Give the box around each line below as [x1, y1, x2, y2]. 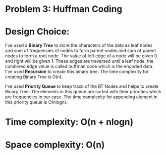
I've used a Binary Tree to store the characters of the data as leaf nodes [5, 42, 153, 48]
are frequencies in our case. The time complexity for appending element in [5, 94, 158, 100]
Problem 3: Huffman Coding [5, 3, 122, 15]
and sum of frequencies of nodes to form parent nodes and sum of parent [5, 48, 156, 54]
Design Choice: [5, 26, 70, 38]
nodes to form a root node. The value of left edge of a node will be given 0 [5, 53, 158, 59]
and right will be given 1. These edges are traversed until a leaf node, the [5, 58, 154, 64]
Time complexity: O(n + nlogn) [5, 116, 134, 128]
